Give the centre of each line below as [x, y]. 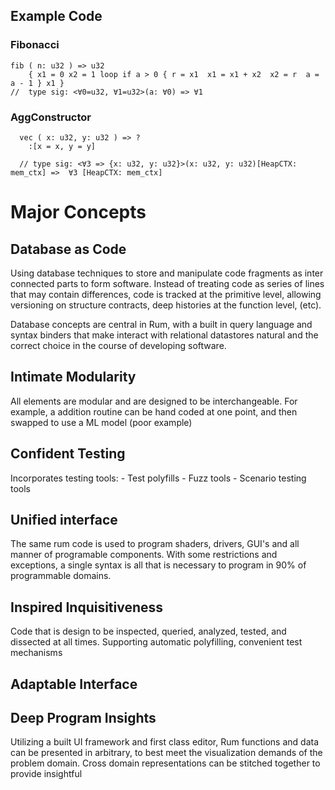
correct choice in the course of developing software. [118, 345]
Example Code [56, 16]
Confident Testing [68, 454]
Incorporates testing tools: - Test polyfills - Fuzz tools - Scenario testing [158, 478]
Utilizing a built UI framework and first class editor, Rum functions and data [165, 742]
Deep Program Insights [83, 718]
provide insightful [46, 774]
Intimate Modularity [73, 377]
